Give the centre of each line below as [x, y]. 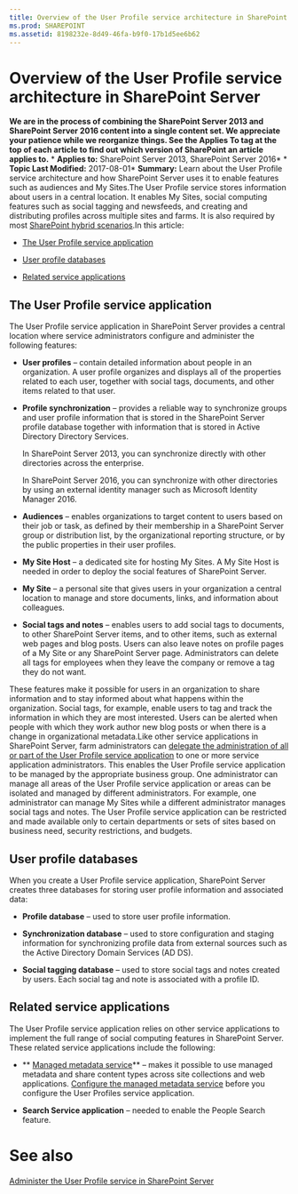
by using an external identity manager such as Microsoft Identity [140, 490]
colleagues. [43, 608]
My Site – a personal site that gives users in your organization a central [152, 589]
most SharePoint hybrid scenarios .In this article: [97, 225]
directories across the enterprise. [83, 463]
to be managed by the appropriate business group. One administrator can [144, 774]
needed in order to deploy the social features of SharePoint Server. [144, 572]
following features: [43, 345]
